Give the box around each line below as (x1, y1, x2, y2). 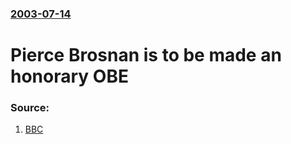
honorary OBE (10, 65, 129, 88)
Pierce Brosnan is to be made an (10, 44, 282, 67)
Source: (10, 101, 50, 115)
